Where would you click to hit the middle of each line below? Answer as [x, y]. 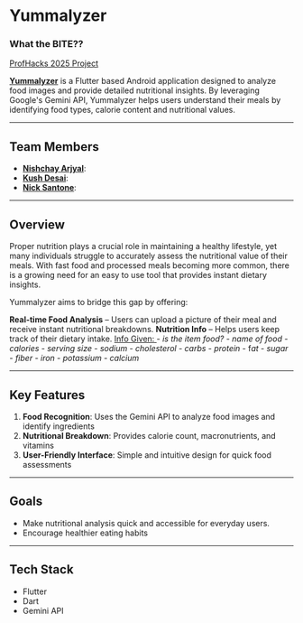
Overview [37, 224]
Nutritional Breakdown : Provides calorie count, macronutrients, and [149, 435]
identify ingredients [58, 426]
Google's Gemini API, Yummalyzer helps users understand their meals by [145, 100]
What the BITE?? [46, 44]
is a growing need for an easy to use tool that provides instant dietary [138, 275]
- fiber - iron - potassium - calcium [74, 358]
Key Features [47, 395]
